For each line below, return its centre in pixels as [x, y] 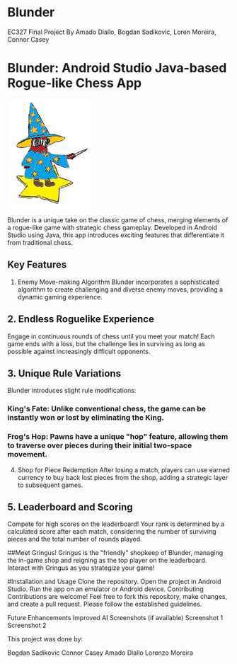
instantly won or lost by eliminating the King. [86, 418]
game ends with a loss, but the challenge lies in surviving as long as [106, 343]
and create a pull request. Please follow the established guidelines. [105, 604]
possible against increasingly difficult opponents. [79, 351]
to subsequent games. [50, 485]
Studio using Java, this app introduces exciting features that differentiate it [116, 235]
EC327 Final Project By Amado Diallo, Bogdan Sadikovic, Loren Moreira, [112, 32]
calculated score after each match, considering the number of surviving [112, 532]
